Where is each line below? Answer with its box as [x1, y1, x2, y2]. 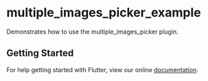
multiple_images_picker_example [6, 5, 202, 21]
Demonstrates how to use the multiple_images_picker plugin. [6, 27, 179, 36]
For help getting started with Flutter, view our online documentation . [6, 65, 198, 73]
